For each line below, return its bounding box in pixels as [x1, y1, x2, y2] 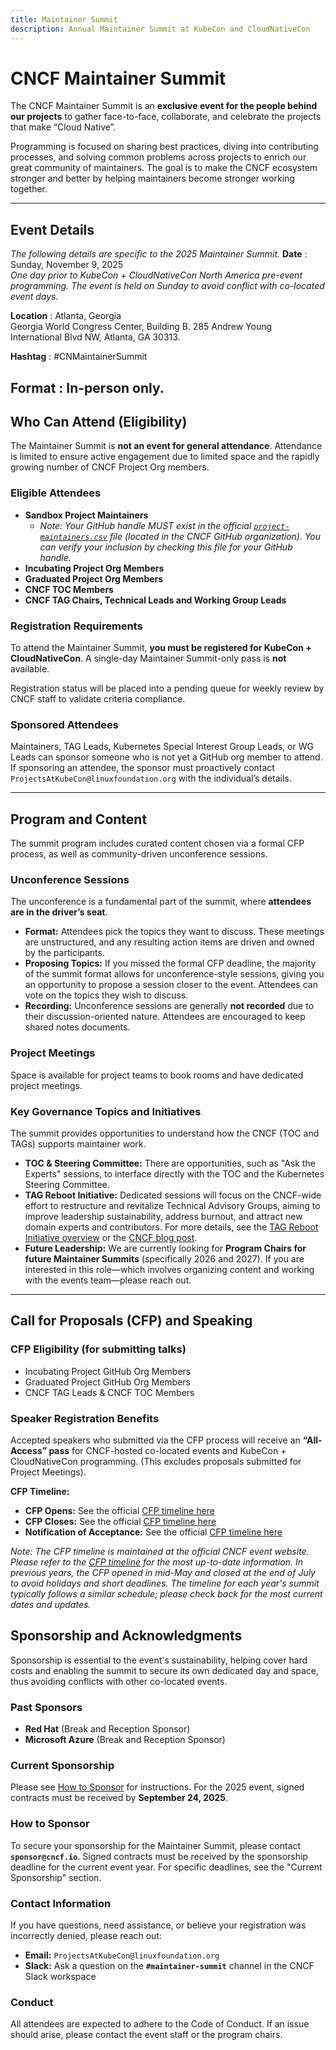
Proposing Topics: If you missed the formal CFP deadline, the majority [24, 957, 317, 970]
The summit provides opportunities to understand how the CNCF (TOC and [10, 1127, 320, 1140]
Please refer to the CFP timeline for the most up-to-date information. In [10, 1556, 304, 1568]
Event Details [10, 221, 95, 238]
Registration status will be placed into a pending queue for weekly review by [10, 682, 325, 695]
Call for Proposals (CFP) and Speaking [10, 1312, 253, 1330]
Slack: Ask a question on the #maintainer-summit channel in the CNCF [24, 1960, 315, 1972]
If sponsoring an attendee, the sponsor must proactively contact [10, 762, 275, 774]
